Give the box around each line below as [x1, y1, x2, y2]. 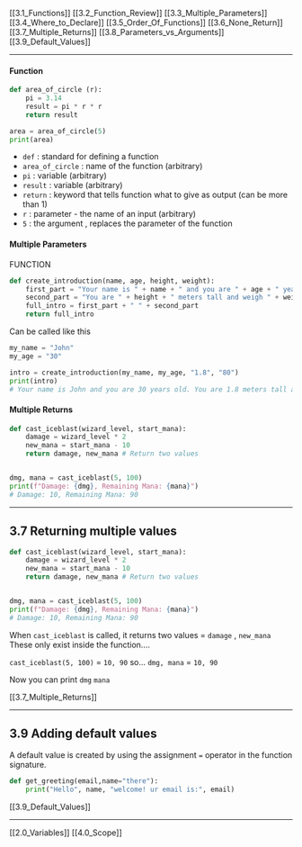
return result [25, 110, 78, 120]
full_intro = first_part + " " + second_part [25, 302, 200, 311]
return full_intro [25, 310, 94, 319]
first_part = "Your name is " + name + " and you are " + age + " [25, 284, 280, 293]
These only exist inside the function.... [9, 639, 151, 650]
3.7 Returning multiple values [9, 524, 178, 539]
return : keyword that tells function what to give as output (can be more [22, 189, 289, 201]
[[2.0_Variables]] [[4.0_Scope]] [9, 827, 123, 838]
